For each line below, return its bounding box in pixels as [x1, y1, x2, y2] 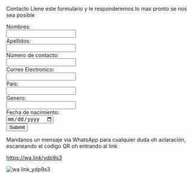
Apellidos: [6, 37, 31, 44]
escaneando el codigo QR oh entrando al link [6, 142, 118, 150]
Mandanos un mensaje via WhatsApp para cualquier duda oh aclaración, [6, 136, 186, 144]
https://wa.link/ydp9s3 [6, 154, 63, 162]
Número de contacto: [6, 52, 59, 59]
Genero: [6, 94, 26, 102]
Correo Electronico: [6, 66, 55, 73]
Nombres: [6, 23, 31, 30]
